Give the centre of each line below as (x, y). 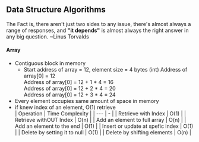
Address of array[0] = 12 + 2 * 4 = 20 (70, 89)
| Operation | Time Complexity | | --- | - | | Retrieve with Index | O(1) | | (100, 114)
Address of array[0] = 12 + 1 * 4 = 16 (69, 82)
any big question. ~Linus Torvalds (48, 36)
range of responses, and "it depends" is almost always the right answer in (97, 30)
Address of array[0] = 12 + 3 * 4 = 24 (70, 95)
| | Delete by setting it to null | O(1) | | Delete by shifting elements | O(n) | (103, 133)
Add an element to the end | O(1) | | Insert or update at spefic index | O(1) (104, 126)
